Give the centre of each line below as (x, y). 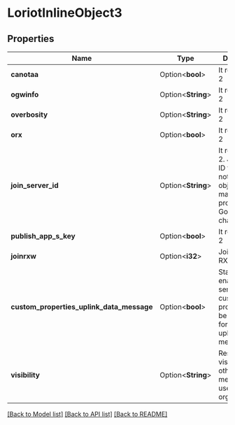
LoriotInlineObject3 (65, 13)
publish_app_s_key (43, 236)
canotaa (25, 74)
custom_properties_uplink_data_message (82, 307)
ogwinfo (25, 94)
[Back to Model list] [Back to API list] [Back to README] (87, 414)
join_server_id (35, 185)
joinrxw (24, 256)
